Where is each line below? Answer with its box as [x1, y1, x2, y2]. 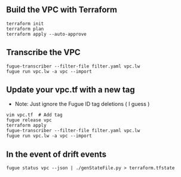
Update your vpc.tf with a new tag [6, 85, 136, 95]
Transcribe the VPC [6, 47, 81, 57]
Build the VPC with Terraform [6, 5, 118, 15]
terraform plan [6, 26, 44, 32]
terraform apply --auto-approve [6, 31, 87, 37]
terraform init [6, 20, 44, 26]
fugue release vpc [6, 117, 52, 123]
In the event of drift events [6, 149, 107, 159]
